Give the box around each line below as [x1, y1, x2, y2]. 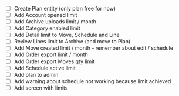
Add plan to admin [13, 71, 59, 78]
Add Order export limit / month [13, 51, 89, 58]
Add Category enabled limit [13, 25, 80, 32]
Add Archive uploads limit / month [13, 18, 96, 25]
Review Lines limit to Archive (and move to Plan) [13, 38, 131, 45]
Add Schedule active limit [13, 64, 76, 71]
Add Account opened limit [13, 12, 77, 19]
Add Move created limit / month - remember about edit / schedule [13, 44, 174, 52]
